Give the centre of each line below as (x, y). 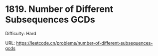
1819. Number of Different (59, 9)
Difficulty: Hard (21, 33)
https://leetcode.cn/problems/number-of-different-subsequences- (84, 43)
